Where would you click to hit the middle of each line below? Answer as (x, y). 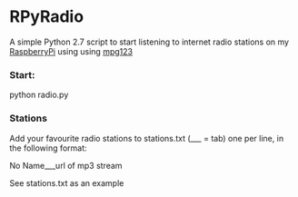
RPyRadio (47, 17)
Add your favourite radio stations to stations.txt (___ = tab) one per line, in (147, 138)
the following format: (49, 148)
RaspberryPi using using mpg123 (71, 51)
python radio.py (39, 95)
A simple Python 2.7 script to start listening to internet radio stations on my (149, 42)
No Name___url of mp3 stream (66, 165)
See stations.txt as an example (67, 182)
